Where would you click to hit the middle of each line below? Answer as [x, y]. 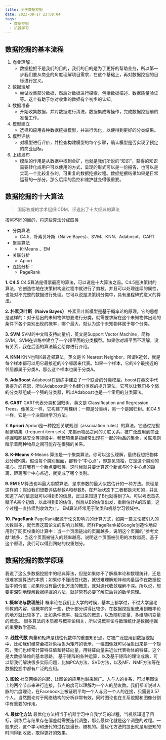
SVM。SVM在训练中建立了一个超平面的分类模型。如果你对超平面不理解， [80, 340]
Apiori [26, 260]
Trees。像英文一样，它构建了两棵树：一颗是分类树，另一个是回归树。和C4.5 [83, 409]
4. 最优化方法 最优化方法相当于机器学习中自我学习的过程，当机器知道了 [78, 714]
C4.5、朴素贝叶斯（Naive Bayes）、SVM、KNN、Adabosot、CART [87, 236]
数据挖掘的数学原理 [34, 560]
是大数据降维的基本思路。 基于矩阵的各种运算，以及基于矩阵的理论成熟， [79, 656]
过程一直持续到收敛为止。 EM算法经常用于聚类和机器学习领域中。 [76, 508]
